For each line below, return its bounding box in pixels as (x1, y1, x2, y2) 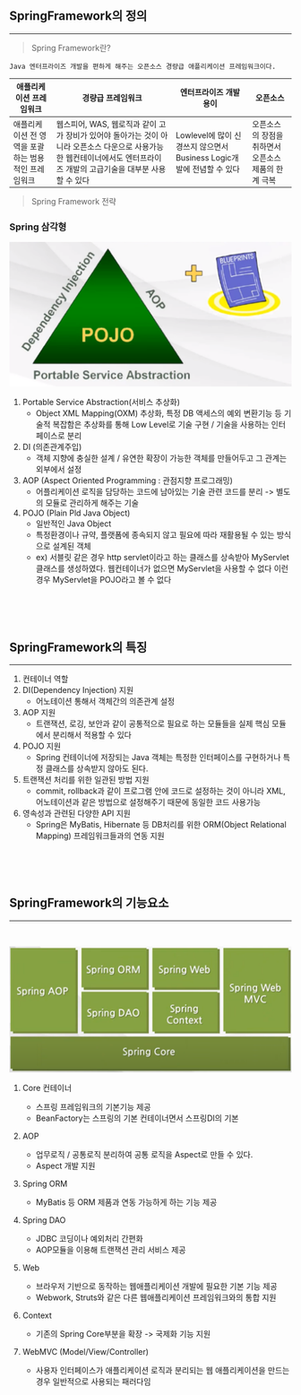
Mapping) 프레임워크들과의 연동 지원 (35, 830, 165, 841)
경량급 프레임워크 (82, 92, 142, 103)
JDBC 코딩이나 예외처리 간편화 (35, 1234, 143, 1244)
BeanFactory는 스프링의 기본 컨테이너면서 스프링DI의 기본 (35, 1113, 239, 1123)
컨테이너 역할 (21, 673, 69, 684)
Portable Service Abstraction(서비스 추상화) (21, 397, 181, 408)
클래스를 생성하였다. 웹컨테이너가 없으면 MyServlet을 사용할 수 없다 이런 (35, 563, 289, 574)
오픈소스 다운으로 (73, 141, 133, 152)
